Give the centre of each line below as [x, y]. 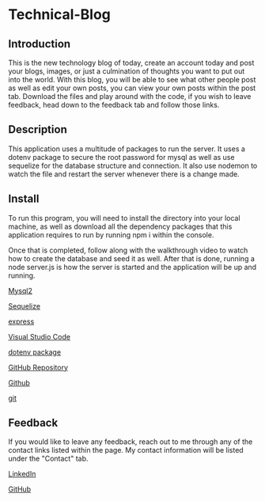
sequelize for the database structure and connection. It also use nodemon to [133, 165]
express [21, 321]
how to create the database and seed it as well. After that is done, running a [132, 258]
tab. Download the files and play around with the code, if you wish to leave [130, 96]
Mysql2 [21, 290]
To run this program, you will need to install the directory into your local [124, 218]
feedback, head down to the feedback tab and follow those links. [114, 105]
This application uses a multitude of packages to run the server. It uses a [127, 149]
